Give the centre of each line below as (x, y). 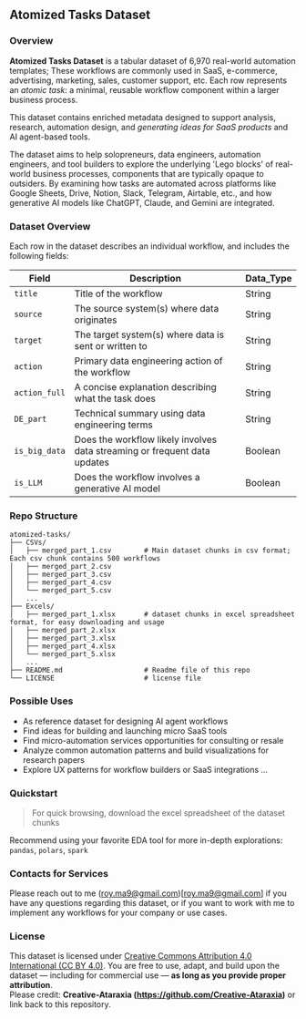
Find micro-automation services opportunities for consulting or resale (153, 740)
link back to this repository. (60, 1004)
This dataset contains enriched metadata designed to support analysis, (143, 117)
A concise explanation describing (145, 386)
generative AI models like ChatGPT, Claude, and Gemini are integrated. (142, 202)
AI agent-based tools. (50, 137)
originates (96, 320)
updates (92, 462)
